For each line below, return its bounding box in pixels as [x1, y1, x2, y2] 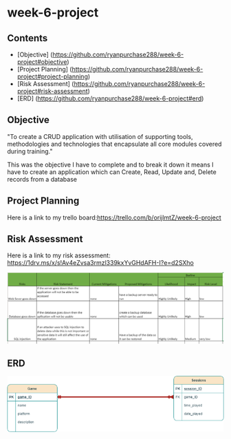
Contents [7, 32, 48, 44]
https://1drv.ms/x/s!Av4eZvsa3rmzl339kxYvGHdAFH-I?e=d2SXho [7, 259, 194, 267]
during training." [7, 147, 53, 156]
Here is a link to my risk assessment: [7, 251, 111, 259]
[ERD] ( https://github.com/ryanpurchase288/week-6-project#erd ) [16, 94, 204, 103]
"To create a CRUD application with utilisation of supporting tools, [7, 132, 193, 140]
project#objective [16, 58, 67, 66]
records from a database [7, 175, 78, 183]
